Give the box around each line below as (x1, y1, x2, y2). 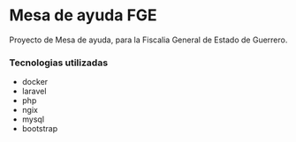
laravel (21, 86, 47, 97)
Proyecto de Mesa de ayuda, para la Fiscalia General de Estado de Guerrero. (9, 34, 288, 45)
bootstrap (21, 123, 58, 134)
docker (21, 77, 49, 87)
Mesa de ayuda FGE (9, 5, 157, 26)
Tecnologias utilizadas (9, 56, 109, 69)
